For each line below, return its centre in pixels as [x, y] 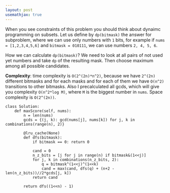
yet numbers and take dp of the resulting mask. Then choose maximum [79, 60]
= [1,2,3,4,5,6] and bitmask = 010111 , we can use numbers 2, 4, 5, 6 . [81, 45]
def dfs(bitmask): [43, 137]
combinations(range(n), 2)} [35, 124]
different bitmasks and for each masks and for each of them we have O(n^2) [85, 81]
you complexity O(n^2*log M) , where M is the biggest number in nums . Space [84, 92]
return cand [45, 177]
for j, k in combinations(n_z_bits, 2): [76, 160]
